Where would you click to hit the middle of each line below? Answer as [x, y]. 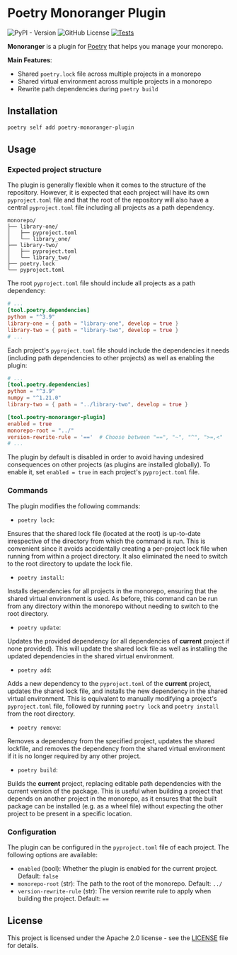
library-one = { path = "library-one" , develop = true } [93, 324]
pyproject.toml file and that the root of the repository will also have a [108, 200]
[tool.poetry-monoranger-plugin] [57, 417]
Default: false [38, 876]
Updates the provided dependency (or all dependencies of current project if [118, 641]
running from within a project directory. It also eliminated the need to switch [118, 556]
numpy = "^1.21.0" [34, 398]
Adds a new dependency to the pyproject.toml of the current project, [109, 683]
